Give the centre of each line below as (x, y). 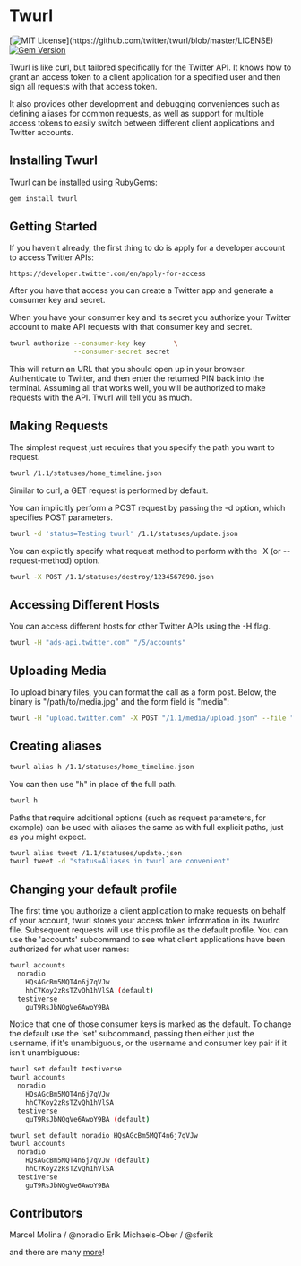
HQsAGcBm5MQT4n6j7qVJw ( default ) (88, 1161)
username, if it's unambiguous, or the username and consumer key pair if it (148, 1043)
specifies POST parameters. (61, 517)
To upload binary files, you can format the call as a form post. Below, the (143, 692)
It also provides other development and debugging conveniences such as (145, 103)
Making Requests (59, 425)
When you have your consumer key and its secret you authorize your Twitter (150, 317)
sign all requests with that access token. (83, 86)
